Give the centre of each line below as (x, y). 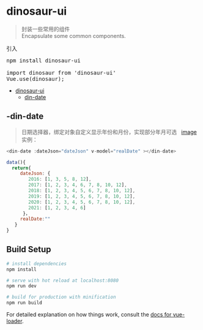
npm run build (24, 303)
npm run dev (21, 286)
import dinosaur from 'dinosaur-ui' (61, 73)
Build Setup (29, 249)
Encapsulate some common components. (74, 36)
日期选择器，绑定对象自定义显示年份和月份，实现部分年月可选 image (109, 132)
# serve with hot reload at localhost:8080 (63, 280)
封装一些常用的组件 (46, 29)
